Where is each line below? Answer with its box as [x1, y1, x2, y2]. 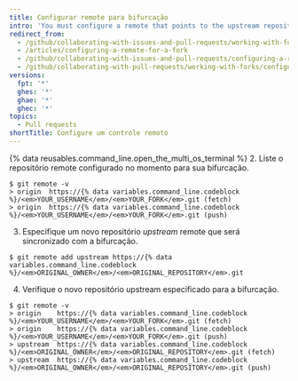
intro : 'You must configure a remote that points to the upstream [9, 21, 260, 30]
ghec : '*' [17, 104, 53, 113]
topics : [9, 112, 38, 121]
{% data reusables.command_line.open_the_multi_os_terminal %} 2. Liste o [9, 153, 284, 163]
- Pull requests [17, 121, 77, 130]
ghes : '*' [17, 87, 53, 96]
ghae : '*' [17, 95, 53, 105]
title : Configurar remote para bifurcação [9, 12, 169, 22]
